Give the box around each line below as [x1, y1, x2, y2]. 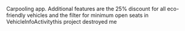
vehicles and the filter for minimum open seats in [27, 12, 149, 19]
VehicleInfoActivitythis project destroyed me [6, 18, 117, 25]
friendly [6, 12, 26, 19]
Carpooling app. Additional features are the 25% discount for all [6, 5, 166, 12]
